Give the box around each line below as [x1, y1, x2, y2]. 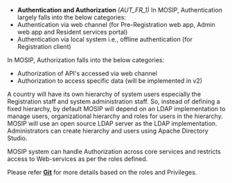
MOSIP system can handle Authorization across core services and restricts [7, 148, 222, 155]
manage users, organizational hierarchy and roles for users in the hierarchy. [7, 112, 223, 120]
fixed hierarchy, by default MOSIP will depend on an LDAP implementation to [7, 105, 226, 113]
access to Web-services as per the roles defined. [7, 155, 148, 163]
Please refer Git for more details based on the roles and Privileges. [7, 168, 197, 176]
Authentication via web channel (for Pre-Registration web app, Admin [17, 21, 216, 28]
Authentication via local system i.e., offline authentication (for [17, 35, 193, 44]
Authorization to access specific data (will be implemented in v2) [17, 77, 203, 85]
